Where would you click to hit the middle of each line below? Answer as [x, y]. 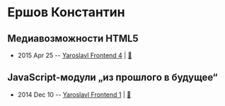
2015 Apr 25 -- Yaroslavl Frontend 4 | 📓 [75, 55]
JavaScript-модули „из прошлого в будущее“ [112, 77]
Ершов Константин [66, 12]
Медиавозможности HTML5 [73, 39]
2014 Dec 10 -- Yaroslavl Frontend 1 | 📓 [74, 94]
